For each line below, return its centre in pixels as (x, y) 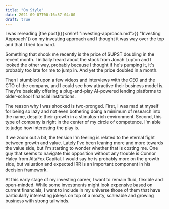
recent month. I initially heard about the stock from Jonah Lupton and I (78, 60)
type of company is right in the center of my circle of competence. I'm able (83, 122)
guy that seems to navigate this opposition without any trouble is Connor (81, 154)
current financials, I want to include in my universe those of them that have (83, 190)
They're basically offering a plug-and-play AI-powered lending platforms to (83, 91)
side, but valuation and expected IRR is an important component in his (78, 164)
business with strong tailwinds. (37, 201)
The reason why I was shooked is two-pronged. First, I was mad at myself (82, 106)
